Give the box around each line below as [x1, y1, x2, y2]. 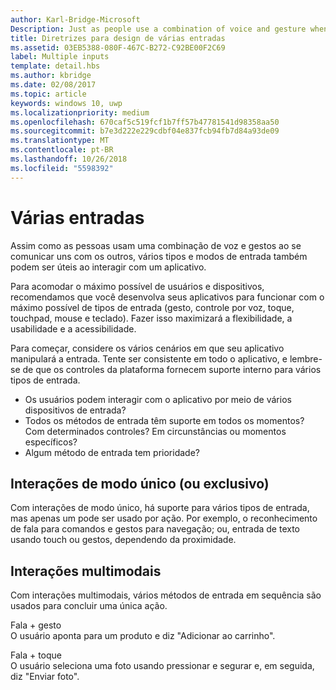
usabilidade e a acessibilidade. [10, 322, 137, 335]
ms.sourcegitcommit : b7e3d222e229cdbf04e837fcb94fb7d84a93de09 [10, 126, 280, 136]
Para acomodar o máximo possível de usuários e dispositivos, [10, 280, 265, 292]
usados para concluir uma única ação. [10, 600, 168, 612]
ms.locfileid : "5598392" [10, 163, 114, 173]
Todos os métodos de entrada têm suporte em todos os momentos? [24, 414, 305, 426]
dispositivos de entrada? [24, 404, 127, 416]
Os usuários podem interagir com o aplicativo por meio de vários [24, 393, 292, 405]
